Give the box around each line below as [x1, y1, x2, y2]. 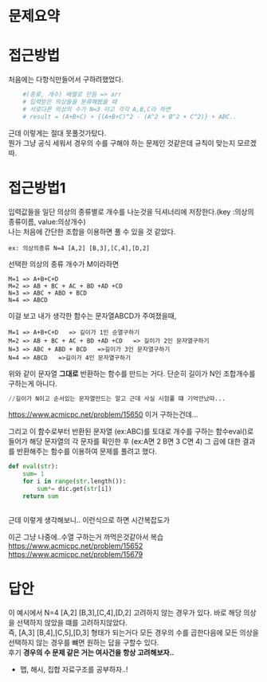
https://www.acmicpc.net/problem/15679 [8, 549, 143, 559]
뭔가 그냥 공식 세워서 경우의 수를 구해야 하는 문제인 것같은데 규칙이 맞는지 [8, 138, 236, 147]
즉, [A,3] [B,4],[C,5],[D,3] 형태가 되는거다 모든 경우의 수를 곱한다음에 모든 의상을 [8, 627, 259, 637]
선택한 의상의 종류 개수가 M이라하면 [8, 259, 120, 268]
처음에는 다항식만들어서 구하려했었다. [8, 75, 124, 84]
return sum [22, 492, 59, 500]
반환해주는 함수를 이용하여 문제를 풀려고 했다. [16, 447, 158, 457]
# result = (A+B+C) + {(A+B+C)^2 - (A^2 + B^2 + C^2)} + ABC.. [22, 112, 238, 120]
